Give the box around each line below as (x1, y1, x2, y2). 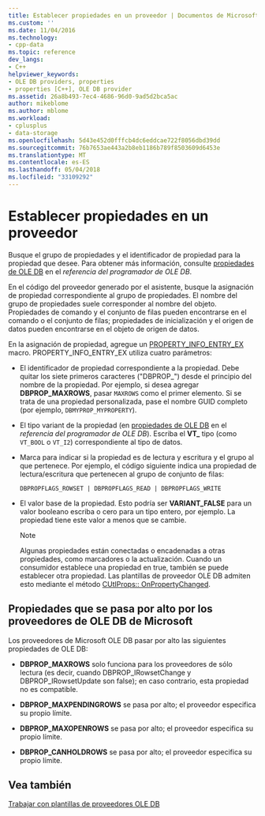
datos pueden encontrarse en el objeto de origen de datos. (8, 324, 200, 333)
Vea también (8, 779, 72, 792)
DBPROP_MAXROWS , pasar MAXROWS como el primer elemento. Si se (19, 388, 242, 397)
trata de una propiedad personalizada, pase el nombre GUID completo (19, 397, 248, 406)
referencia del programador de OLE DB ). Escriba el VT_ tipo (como (19, 428, 237, 438)
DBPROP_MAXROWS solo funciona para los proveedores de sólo (19, 659, 233, 668)
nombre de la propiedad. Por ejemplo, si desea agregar (19, 380, 200, 389)
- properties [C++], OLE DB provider (8, 85, 132, 93)
